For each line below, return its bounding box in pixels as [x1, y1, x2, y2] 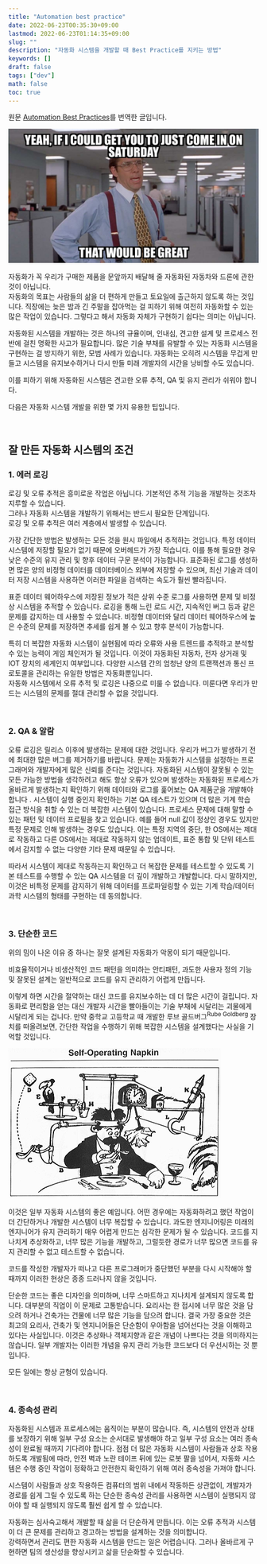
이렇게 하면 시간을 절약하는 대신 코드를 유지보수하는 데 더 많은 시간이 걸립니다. [8, 992, 250, 1001]
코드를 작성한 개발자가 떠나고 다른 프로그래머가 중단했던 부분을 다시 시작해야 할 [8, 1264, 253, 1274]
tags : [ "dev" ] [8, 72, 56, 80]
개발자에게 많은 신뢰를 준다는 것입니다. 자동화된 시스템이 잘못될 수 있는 [35, 765, 254, 774]
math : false [8, 80, 48, 87]
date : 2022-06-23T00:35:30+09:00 [8, 21, 119, 29]
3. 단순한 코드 [8, 929, 58, 940]
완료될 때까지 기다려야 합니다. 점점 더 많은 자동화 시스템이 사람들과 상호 [22, 1444, 244, 1453]
